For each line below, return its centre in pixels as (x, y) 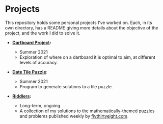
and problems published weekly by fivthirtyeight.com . (74, 116)
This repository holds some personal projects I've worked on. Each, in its (79, 23)
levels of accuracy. (39, 62)
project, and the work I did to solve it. (43, 33)
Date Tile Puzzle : (30, 72)
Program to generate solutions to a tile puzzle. (66, 86)
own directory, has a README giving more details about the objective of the (82, 27)
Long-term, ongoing (40, 105)
